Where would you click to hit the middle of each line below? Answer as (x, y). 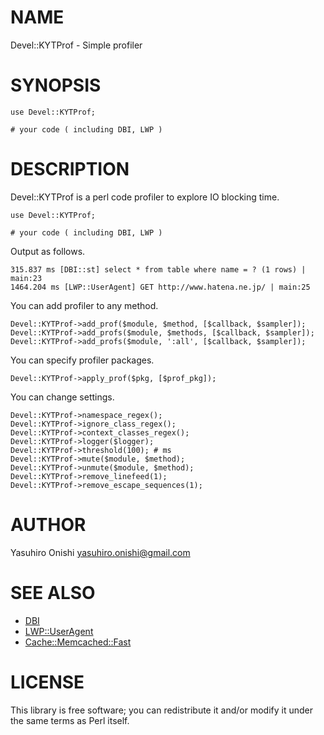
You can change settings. (62, 397)
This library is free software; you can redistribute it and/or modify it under (162, 710)
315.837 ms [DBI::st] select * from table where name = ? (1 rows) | (158, 269)
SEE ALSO (53, 592)
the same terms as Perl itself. (70, 720)
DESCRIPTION (70, 169)
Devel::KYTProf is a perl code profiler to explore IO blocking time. (145, 197)
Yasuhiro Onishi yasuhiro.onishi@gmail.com (100, 552)
